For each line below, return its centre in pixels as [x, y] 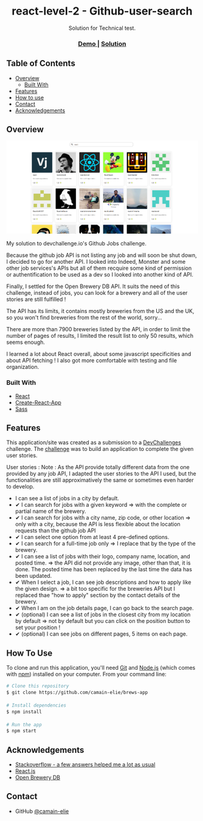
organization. [23, 367]
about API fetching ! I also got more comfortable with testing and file [92, 360]
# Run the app [24, 724]
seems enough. [26, 342]
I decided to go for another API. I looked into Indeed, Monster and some [96, 262]
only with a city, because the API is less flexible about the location [98, 524]
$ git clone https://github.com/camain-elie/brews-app [77, 693]
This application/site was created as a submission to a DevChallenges [94, 442]
